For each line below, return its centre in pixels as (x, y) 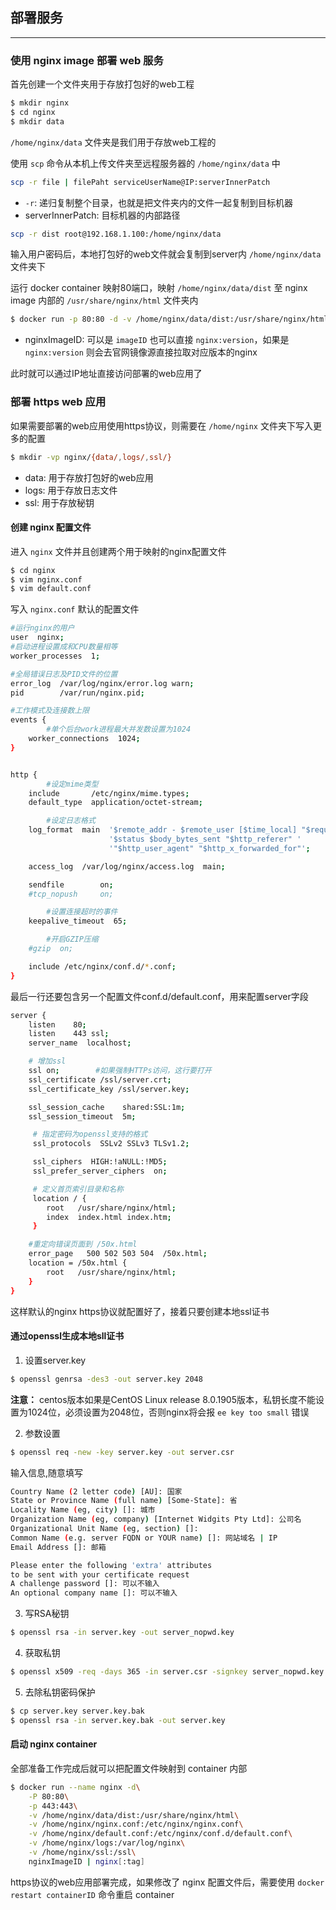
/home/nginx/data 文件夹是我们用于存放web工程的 (113, 142)
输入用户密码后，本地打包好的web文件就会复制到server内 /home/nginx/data (166, 254)
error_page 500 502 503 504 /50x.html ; (118, 1254)
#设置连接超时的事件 (82, 912)
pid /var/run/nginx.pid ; (77, 693)
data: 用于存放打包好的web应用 (89, 477)
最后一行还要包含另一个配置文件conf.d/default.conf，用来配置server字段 (159, 996)
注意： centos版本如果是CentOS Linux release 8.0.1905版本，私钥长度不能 (163, 1399)
